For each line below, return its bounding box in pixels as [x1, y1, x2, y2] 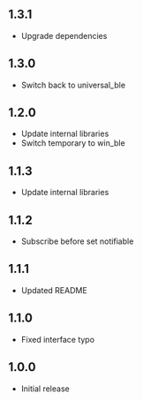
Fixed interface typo [20, 334, 94, 344]
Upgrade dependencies [20, 30, 108, 41]
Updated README [20, 284, 87, 295]
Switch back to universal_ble [20, 79, 125, 90]
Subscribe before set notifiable [20, 236, 134, 246]
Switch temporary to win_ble [20, 138, 125, 148]
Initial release [20, 383, 70, 394]
